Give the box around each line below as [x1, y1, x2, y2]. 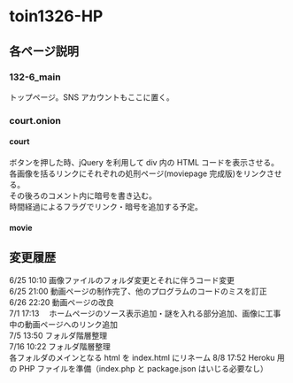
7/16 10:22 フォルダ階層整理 [9, 341, 111, 352]
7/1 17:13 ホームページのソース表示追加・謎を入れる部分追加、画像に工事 [9, 308, 281, 319]
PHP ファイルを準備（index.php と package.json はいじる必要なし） [19, 364, 268, 374]
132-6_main [9, 71, 61, 83]
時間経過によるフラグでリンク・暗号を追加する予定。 [9, 202, 204, 211]
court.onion [9, 114, 62, 126]
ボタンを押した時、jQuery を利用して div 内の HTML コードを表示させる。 [9, 157, 279, 167]
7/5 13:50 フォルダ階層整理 [9, 330, 108, 341]
